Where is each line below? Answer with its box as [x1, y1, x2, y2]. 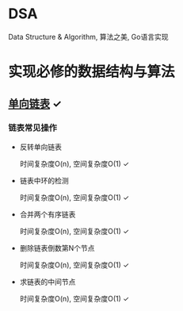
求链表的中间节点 [19, 277, 76, 286]
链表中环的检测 [19, 175, 69, 185]
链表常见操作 [8, 122, 58, 133]
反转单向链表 [19, 142, 62, 152]
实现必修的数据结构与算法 [8, 63, 176, 81]
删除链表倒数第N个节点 [19, 243, 95, 252]
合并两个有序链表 [19, 209, 76, 219]
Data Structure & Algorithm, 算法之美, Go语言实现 [8, 32, 169, 41]
